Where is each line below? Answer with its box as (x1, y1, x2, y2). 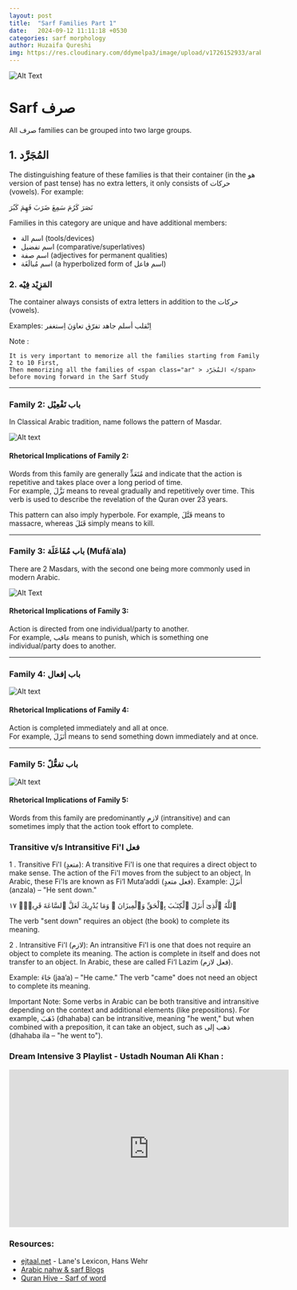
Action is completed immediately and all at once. (9, 723, 169, 732)
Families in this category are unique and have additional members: (9, 218, 228, 227)
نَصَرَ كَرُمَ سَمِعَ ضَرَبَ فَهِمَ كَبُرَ (9, 202, 93, 212)
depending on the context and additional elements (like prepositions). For (9, 1005, 250, 1015)
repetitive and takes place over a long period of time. (9, 477, 183, 487)
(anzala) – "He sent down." (9, 885, 97, 895)
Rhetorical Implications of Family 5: (9, 795, 129, 805)
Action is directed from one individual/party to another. (9, 624, 190, 634)
